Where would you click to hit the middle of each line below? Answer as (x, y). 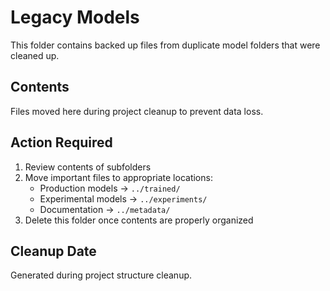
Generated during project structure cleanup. (101, 275)
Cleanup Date (53, 251)
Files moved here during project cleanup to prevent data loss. (137, 111)
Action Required (61, 142)
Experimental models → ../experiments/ (123, 198)
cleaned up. (35, 55)
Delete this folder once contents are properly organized (139, 220)
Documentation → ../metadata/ (105, 209)
